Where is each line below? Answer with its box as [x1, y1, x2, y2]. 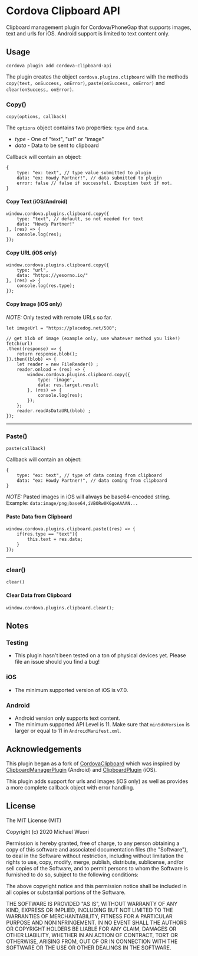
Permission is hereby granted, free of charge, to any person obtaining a [6, 840, 180, 847]
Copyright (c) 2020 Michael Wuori [6, 828, 90, 835]
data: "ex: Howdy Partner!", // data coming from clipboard [16, 477, 167, 484]
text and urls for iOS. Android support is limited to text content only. [6, 30, 170, 37]
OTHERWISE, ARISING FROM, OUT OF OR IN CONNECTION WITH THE [6, 938, 178, 945]
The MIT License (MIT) [6, 817, 62, 824]
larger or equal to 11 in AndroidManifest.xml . [14, 727, 121, 734]
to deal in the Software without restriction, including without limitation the [6, 852, 184, 859]
